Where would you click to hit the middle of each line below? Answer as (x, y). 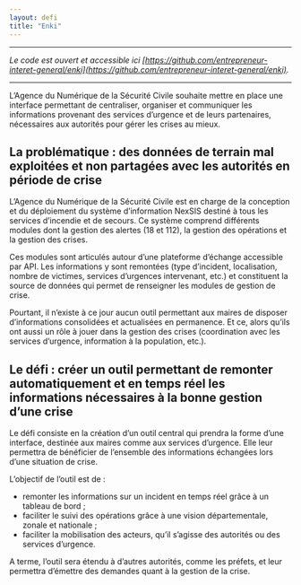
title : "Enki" (36, 26)
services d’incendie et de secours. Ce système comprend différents (134, 221)
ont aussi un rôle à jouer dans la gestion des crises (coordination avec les (145, 332)
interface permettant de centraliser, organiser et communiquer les (131, 105)
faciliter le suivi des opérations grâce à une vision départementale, (145, 516)
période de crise (56, 180)
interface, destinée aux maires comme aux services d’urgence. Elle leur (141, 443)
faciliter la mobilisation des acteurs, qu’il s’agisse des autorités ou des (151, 535)
